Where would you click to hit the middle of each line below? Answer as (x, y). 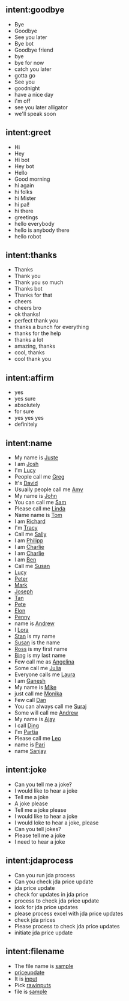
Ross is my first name (41, 649)
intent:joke (26, 770)
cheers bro (28, 308)
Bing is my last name (40, 655)
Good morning (32, 179)
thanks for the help (37, 333)
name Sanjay (30, 751)
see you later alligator (41, 107)
